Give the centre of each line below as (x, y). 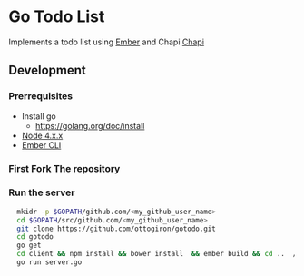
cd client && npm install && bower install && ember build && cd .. (151, 254)
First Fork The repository (64, 168)
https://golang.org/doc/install (90, 125)
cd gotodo (35, 237)
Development (48, 70)
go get (29, 246)
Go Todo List (57, 17)
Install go (39, 116)
